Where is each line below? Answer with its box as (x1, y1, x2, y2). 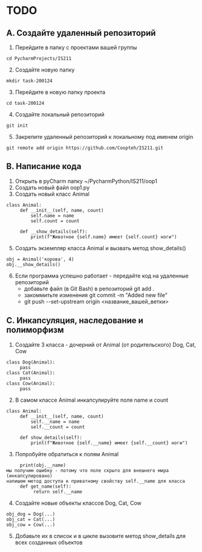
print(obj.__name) (19, 462, 67, 468)
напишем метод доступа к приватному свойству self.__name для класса (6, 478, 186, 484)
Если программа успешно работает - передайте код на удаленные (15, 272, 189, 279)
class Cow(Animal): (6, 380, 56, 387)
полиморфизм (6, 325, 65, 335)
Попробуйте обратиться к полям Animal (15, 450, 119, 457)
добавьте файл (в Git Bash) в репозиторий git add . (24, 285, 154, 292)
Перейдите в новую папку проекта (15, 88, 106, 96)
